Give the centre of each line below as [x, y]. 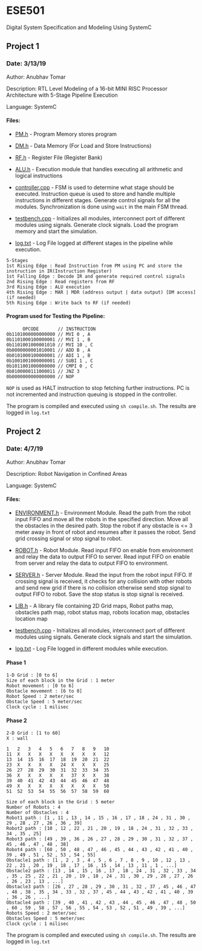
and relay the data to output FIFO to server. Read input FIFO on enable [103, 556]
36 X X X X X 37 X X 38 [58, 775]
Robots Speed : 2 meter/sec [42, 913]
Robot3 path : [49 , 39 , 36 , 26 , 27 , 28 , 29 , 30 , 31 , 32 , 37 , [100, 839]
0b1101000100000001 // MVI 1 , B [48, 340]
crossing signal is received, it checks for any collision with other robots [103, 581]
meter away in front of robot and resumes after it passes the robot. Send [105, 532]
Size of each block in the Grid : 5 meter [60, 802]
